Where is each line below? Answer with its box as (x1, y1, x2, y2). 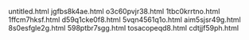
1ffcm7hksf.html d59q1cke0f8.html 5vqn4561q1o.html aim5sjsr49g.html (8, 15, 241, 24)
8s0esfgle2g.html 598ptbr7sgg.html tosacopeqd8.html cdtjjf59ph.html (8, 24, 239, 32)
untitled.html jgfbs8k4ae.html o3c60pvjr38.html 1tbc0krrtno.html (8, 7, 220, 16)
